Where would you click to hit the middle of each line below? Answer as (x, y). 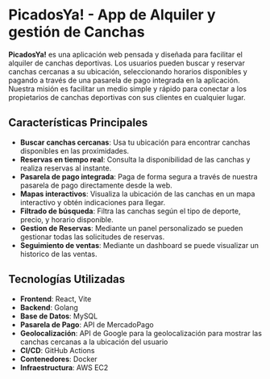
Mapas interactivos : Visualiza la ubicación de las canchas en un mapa (137, 194)
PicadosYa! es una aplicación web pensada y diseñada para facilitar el (126, 54)
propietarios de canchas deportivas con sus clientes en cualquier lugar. (127, 97)
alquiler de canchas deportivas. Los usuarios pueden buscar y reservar (127, 63)
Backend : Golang (49, 307)
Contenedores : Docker (59, 359)
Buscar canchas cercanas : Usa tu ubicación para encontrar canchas (135, 142)
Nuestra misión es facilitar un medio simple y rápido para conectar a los (128, 88)
